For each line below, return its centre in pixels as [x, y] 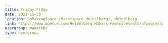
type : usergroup [22, 33]
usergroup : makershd [27, 28]
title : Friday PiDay [27, 10]
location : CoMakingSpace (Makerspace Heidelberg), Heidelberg [71, 19]
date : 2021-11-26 [23, 14]
